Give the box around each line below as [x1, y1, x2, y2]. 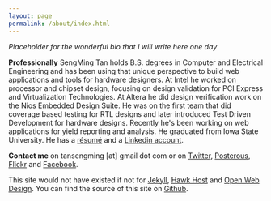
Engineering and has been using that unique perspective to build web [8, 66, 240, 75]
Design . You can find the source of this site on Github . [8, 183, 188, 193]
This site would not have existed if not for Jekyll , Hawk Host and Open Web [8, 175, 260, 185]
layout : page [8, 11, 53, 20]
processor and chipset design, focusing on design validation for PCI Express [8, 83, 264, 93]
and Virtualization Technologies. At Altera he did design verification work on [8, 92, 262, 101]
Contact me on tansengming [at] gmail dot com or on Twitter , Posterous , [8, 151, 251, 160]
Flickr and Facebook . [8, 159, 78, 169]
